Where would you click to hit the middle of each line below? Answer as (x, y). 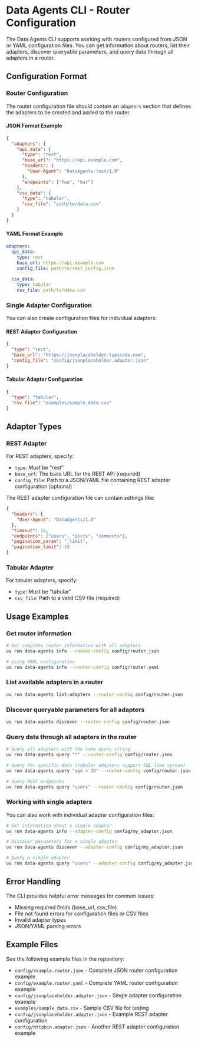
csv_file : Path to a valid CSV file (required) (67, 598)
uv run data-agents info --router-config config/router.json (83, 651)
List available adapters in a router (55, 682)
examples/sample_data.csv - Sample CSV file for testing (82, 1008)
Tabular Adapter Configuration (44, 379)
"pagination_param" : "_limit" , (50, 542)
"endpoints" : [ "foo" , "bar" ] (57, 182)
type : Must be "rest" (39, 468)
